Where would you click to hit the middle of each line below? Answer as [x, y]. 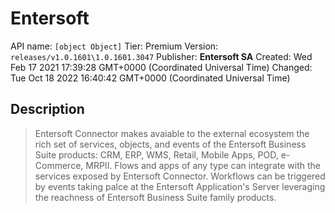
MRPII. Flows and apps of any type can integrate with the [203, 165]
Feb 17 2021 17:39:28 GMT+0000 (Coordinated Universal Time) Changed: [161, 67]
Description [47, 109]
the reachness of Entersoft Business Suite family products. [155, 197]
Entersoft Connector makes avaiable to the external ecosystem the [172, 133]
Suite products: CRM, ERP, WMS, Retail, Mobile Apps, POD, [156, 154]
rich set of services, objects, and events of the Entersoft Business [170, 144]
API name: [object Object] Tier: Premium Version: [114, 46]
